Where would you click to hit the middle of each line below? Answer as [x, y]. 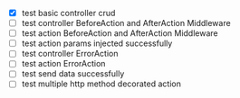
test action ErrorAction [63, 64]
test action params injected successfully [97, 43]
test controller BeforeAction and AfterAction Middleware [126, 23]
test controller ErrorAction [70, 54]
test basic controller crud [68, 13]
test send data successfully [73, 74]
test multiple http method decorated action [101, 84]
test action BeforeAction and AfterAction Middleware [120, 33]
